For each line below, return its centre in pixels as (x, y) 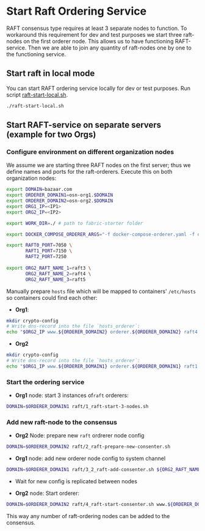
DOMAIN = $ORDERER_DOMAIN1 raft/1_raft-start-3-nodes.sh (77, 407)
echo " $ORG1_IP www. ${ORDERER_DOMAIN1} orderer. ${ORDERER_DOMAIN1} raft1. (103, 366)
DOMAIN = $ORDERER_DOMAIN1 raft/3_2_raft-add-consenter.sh (80, 470)
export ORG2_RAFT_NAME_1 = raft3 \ (49, 268)
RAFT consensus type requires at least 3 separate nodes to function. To (97, 28)
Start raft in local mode (51, 74)
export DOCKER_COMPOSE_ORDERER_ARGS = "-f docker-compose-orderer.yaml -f (101, 234)
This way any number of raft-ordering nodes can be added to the (88, 516)
